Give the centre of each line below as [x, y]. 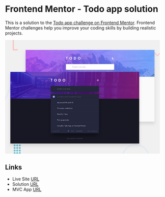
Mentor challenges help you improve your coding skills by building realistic [81, 28]
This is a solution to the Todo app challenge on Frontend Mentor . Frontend [80, 23]
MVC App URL [27, 190]
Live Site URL [26, 179]
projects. [14, 33]
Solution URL [25, 184]
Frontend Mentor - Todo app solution [82, 9]
